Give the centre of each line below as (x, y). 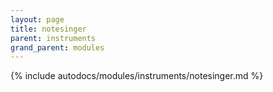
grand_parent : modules (57, 47)
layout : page (37, 19)
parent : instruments (53, 38)
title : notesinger (48, 29)
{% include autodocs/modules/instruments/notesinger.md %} (137, 76)
